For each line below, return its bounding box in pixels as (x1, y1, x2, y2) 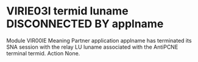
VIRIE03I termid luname (6, 4, 129, 18)
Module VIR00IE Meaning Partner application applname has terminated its (6, 37, 192, 44)
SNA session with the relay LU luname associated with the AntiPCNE (6, 43, 179, 51)
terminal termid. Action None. (6, 49, 80, 57)
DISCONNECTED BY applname (6, 17, 164, 31)
